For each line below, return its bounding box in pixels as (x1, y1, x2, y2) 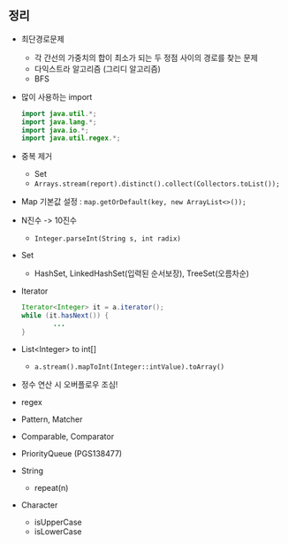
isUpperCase (34, 517, 83, 527)
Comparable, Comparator (20, 431, 115, 441)
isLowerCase (34, 525, 82, 537)
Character (20, 499, 58, 510)
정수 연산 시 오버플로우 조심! (20, 379, 118, 389)
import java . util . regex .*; (20, 134, 121, 143)
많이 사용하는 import (20, 91, 93, 102)
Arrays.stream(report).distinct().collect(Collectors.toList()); (34, 180, 280, 188)
